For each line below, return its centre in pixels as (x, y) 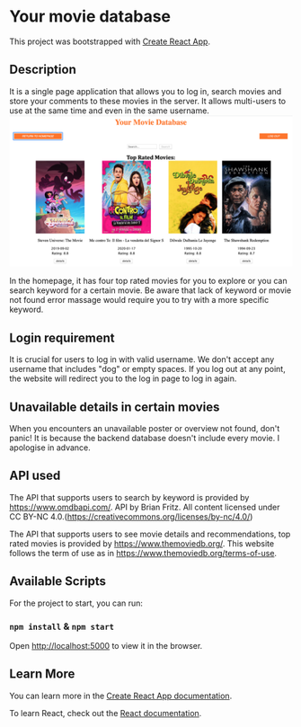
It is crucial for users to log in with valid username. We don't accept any (142, 359)
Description (43, 70)
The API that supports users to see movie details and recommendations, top (150, 534)
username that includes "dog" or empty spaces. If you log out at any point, (147, 369)
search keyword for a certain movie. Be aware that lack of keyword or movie (150, 290)
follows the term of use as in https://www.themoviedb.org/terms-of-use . (143, 553)
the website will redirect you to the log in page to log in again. (123, 378)
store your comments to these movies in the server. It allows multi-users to (147, 101)
